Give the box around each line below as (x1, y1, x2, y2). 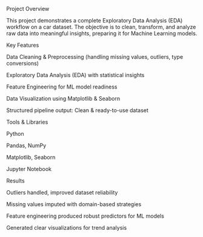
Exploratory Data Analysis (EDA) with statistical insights (6, 72, 145, 78)
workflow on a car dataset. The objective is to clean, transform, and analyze (6, 24, 196, 30)
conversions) (6, 60, 39, 67)
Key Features (6, 42, 39, 48)
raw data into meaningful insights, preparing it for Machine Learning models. (6, 30, 198, 37)
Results (6, 177, 25, 184)
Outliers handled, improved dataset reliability (6, 189, 118, 196)
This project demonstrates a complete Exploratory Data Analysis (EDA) (6, 17, 183, 24)
